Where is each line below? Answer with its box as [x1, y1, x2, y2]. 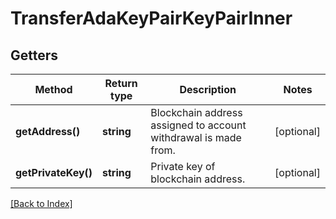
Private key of [150, 160, 216, 173]
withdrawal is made [150, 131, 242, 144]
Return [104, 77, 138, 90]
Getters [10, 47, 59, 64]
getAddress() [15, 125, 81, 138]
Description [179, 83, 237, 96]
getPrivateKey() [15, 166, 93, 179]
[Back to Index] [10, 198, 73, 209]
